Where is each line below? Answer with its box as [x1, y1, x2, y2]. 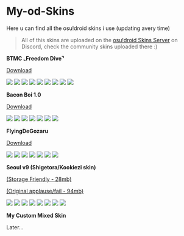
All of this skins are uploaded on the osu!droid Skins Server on [21, 36, 178, 43]
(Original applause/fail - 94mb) [6, 187, 84, 194]
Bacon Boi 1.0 [6, 90, 41, 98]
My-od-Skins [6, 4, 75, 18]
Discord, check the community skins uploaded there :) [21, 43, 158, 50]
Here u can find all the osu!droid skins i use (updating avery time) [6, 24, 171, 32]
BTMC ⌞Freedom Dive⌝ [6, 54, 65, 62]
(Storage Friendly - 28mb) [6, 175, 72, 183]
